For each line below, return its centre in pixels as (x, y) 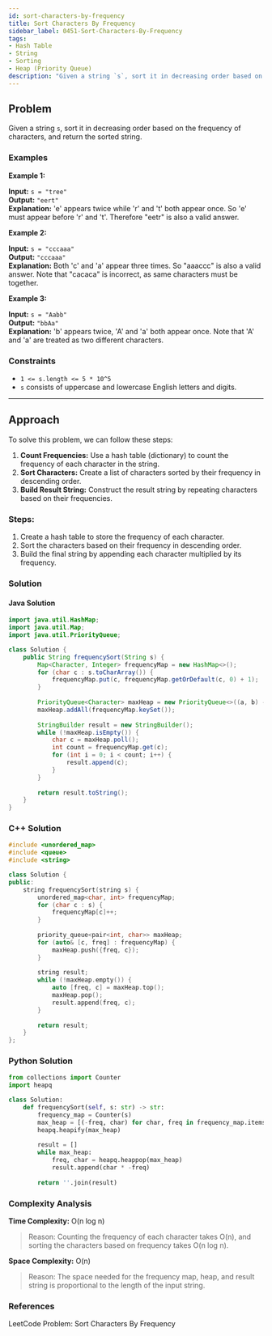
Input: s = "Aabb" (38, 314)
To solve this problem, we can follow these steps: (91, 439)
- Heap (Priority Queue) (50, 69)
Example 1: (27, 176)
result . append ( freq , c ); (93, 1003)
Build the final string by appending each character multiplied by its (131, 554)
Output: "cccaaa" (37, 257)
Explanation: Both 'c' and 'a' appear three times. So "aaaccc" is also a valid (135, 265)
